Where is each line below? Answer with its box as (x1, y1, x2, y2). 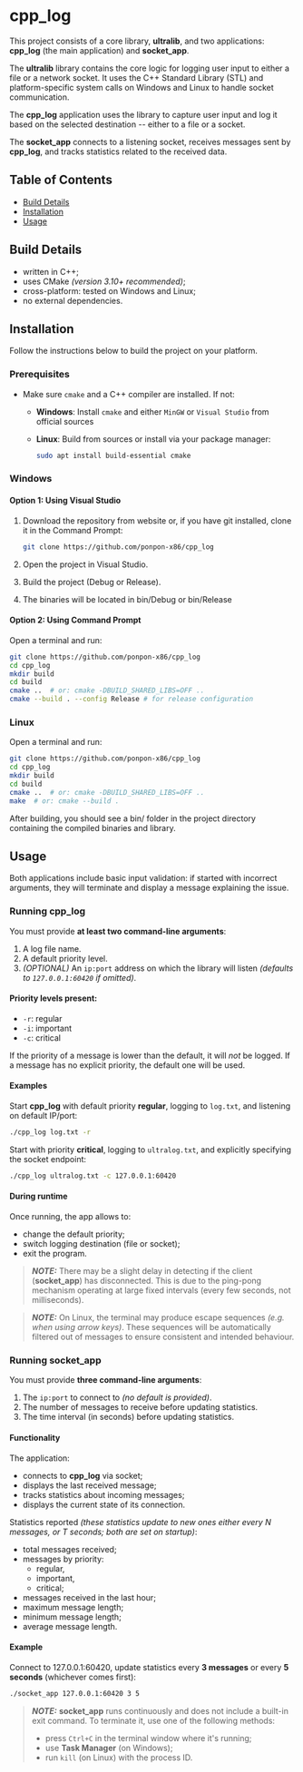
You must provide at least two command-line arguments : (9, 925, 227, 936)
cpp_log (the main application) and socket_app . (9, 44, 190, 55)
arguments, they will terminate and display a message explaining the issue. (9, 882, 289, 894)
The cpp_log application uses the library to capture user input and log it (9, 109, 279, 120)
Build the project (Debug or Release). (22, 576, 161, 587)
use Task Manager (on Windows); (44, 1742, 173, 1753)
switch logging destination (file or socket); (22, 1238, 181, 1249)
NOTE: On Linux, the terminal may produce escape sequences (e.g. (31, 1312, 285, 1323)
